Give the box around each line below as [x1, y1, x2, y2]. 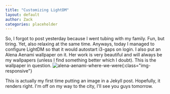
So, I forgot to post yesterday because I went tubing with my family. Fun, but [5, 36, 165, 42]
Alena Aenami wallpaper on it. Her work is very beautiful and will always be [5, 52, 162, 58]
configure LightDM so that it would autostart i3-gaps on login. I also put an [5, 46, 161, 52]
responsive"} [5, 68, 32, 74]
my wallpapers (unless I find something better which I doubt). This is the [5, 57, 156, 64]
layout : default [5, 12, 40, 17]
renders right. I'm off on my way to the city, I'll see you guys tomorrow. [5, 83, 153, 89]
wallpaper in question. [5, 62, 52, 69]
